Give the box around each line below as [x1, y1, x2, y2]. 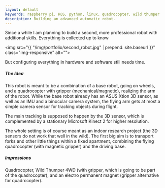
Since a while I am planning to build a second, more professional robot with [5, 30, 158, 36]
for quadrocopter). [5, 178, 43, 184]
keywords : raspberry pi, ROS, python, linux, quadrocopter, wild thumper [5, 12, 160, 17]
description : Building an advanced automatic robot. [5, 16, 116, 21]
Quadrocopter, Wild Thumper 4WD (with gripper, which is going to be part [5, 167, 156, 173]
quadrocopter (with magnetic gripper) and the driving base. [5, 143, 126, 150]
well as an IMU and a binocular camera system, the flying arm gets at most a [5, 99, 161, 105]
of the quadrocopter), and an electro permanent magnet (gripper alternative [5, 172, 159, 178]
